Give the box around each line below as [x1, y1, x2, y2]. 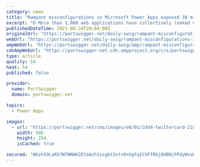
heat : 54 [6, 64, 28, 70]
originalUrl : [6, 31, 39, 37]
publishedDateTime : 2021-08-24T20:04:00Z [6, 25, 111, 32]
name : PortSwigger [11, 86, 58, 92]
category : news [6, 8, 44, 15]
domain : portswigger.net [11, 92, 73, 98]
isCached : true [17, 141, 55, 147]
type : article [6, 53, 42, 59]
